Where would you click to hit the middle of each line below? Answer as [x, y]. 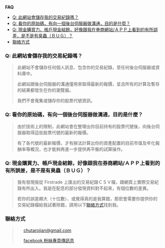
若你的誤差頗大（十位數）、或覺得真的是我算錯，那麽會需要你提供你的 [87, 198]
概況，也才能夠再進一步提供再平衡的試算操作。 [78, 149]
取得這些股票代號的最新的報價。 [58, 132]
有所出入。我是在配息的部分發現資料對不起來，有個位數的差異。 [86, 188]
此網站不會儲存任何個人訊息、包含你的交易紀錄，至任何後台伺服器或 [86, 67]
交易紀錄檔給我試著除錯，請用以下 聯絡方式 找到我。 [69, 205]
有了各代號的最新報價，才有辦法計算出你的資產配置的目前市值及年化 [86, 143]
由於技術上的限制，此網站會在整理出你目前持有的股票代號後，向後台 [86, 126]
